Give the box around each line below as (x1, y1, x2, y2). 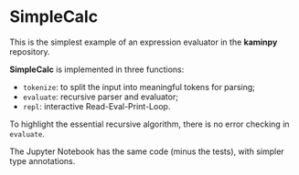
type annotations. (9, 155, 76, 166)
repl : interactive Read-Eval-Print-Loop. (22, 100, 171, 111)
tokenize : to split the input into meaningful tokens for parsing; (22, 81, 256, 92)
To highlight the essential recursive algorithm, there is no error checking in (9, 118, 290, 129)
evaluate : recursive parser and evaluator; (22, 91, 178, 102)
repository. (9, 46, 50, 57)
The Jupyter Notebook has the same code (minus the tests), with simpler (9, 146, 285, 157)
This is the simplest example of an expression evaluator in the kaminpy (9, 36, 278, 47)
